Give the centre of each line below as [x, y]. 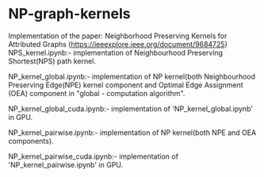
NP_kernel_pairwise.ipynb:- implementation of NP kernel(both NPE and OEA [132, 133]
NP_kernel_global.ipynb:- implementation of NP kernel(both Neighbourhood [132, 76]
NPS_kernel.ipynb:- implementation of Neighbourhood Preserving [116, 52]
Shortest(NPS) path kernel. [52, 61]
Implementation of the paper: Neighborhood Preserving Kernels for [118, 36]
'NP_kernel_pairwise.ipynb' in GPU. [66, 164]
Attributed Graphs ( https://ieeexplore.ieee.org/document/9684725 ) [118, 44]
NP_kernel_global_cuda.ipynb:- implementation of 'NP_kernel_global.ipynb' [131, 109]
